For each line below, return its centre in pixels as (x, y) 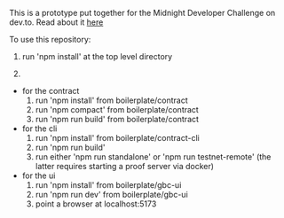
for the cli (39, 128)
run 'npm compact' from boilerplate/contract (117, 109)
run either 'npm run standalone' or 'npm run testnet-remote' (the (153, 157)
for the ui (39, 175)
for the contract (51, 91)
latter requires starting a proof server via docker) (125, 166)
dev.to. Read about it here (56, 22)
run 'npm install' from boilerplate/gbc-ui (108, 185)
